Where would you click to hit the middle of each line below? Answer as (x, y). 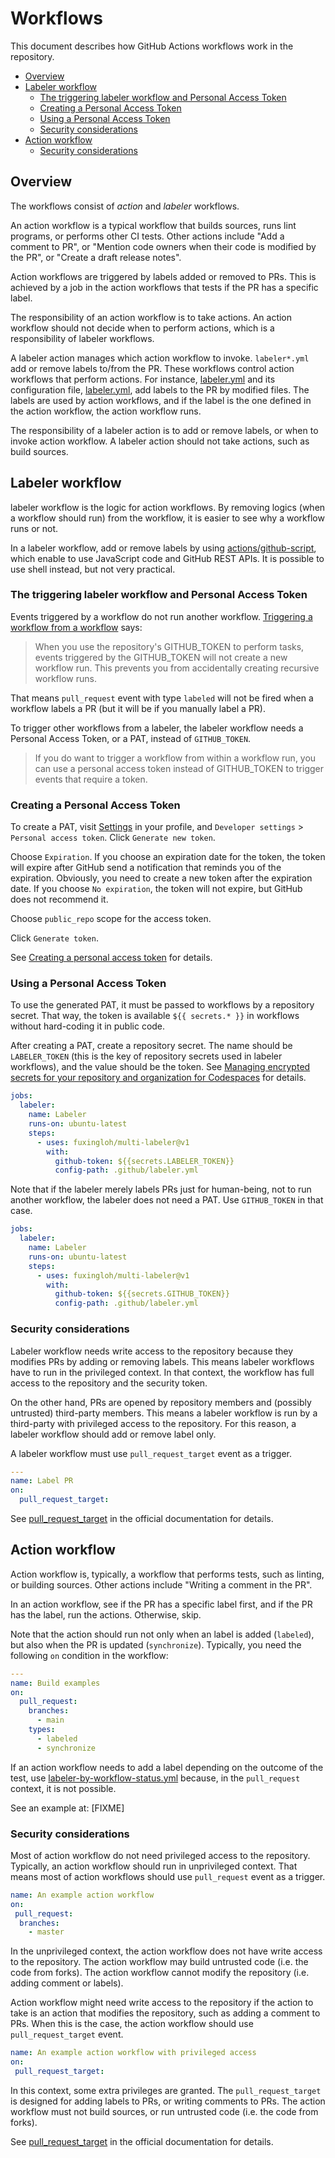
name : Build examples (55, 1683)
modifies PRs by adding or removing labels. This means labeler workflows (162, 1361)
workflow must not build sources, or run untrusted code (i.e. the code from (164, 2111)
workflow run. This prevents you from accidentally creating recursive (177, 668)
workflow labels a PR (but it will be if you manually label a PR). (138, 708)
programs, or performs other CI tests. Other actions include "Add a (147, 236)
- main (50, 1720)
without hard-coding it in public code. (88, 1026)
